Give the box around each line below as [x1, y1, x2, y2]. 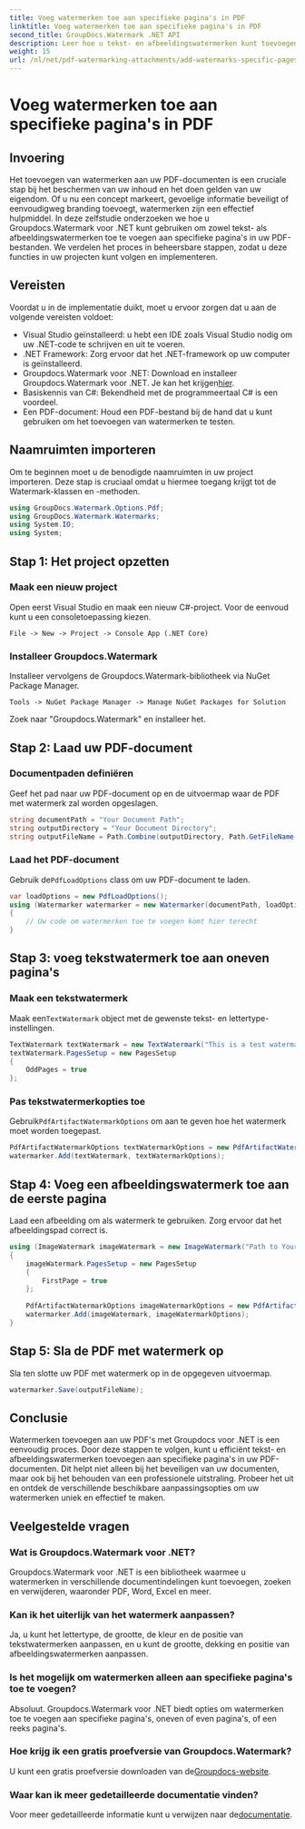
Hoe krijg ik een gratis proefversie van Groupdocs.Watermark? [9, 1745, 292, 1758]
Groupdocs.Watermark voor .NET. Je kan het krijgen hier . [22, 377, 235, 388]
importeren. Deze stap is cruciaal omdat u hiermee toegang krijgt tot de [9, 476, 277, 487]
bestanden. [9, 242, 52, 253]
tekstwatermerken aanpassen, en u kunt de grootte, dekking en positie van [9, 1639, 290, 1650]
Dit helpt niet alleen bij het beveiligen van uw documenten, [60, 1464, 280, 1475]
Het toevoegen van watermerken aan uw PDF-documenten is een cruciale [9, 174, 287, 184]
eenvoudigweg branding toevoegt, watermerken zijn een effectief [9, 204, 255, 214]
